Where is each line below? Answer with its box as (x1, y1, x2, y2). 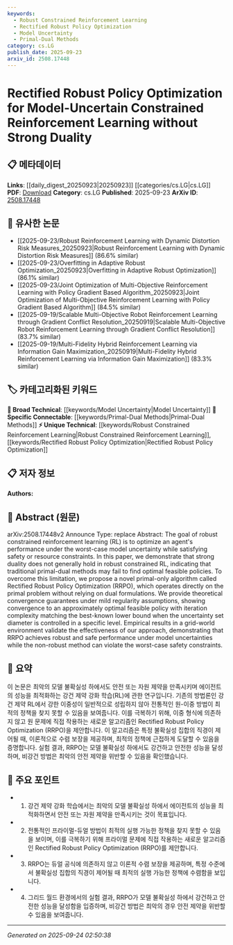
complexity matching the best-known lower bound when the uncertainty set (7, 611, 224, 619)
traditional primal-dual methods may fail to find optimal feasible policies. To (7, 567, 223, 575)
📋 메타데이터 (7, 159, 61, 171)
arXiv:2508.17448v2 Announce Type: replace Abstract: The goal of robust (7, 530, 218, 539)
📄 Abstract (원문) (7, 511, 80, 523)
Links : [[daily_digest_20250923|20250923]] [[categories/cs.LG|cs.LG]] (7, 181, 212, 189)
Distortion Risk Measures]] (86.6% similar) (17, 251, 139, 259)
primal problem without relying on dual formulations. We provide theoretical (7, 589, 223, 598)
